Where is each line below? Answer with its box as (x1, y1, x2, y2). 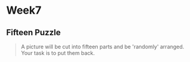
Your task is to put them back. (20, 49, 95, 57)
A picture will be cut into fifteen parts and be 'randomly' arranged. (20, 43, 185, 50)
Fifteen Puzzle (6, 27, 61, 38)
